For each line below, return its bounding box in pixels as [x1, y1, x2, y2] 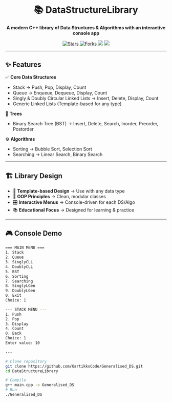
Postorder [12, 126, 34, 132]
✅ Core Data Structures [5, 74, 56, 80]
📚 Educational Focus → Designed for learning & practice [12, 206, 135, 213]
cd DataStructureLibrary [5, 368, 58, 374]
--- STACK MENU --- [5, 307, 47, 312]
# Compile [5, 378, 27, 383]
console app [72, 30, 100, 36]
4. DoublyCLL [5, 264, 33, 270]
